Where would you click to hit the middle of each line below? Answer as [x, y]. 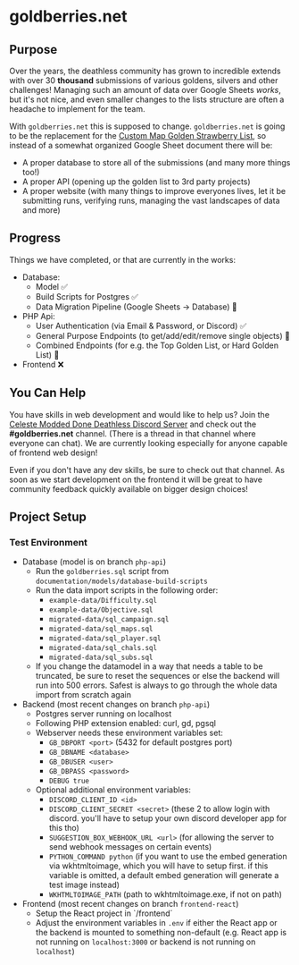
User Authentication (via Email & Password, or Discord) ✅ [141, 326]
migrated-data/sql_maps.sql [101, 629]
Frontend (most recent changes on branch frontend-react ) [130, 904]
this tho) [64, 828]
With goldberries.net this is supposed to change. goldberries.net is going [147, 126]
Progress [35, 238]
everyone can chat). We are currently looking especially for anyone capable [149, 443]
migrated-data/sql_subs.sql [101, 658]
